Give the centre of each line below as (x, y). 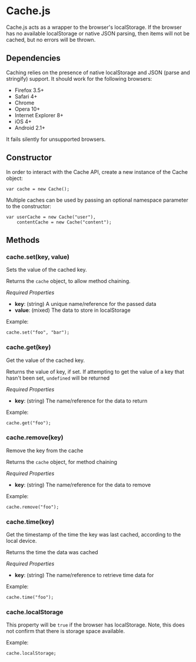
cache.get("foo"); (29, 423)
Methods (23, 240)
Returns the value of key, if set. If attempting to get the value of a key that (95, 371)
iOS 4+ (23, 121)
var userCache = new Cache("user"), (51, 217)
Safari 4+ (26, 96)
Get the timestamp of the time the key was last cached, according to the (94, 535)
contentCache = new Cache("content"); (64, 222)
